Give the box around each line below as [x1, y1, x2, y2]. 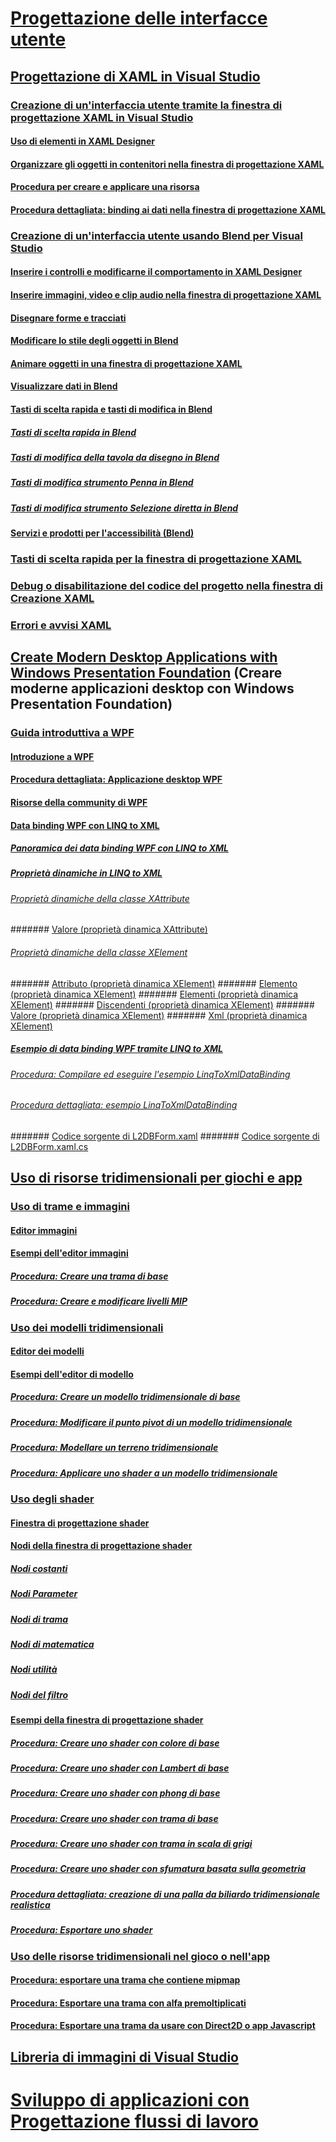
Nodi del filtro [10, 1688, 69, 1701]
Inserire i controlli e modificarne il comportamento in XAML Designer [10, 266, 303, 278]
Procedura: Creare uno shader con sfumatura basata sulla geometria [10, 1863, 307, 1875]
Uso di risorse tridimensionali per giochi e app [10, 1170, 303, 1187]
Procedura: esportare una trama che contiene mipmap [10, 1974, 241, 1986]
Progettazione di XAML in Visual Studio [10, 68, 261, 85]
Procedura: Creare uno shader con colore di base [10, 1737, 220, 1749]
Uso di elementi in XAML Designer [10, 135, 156, 147]
